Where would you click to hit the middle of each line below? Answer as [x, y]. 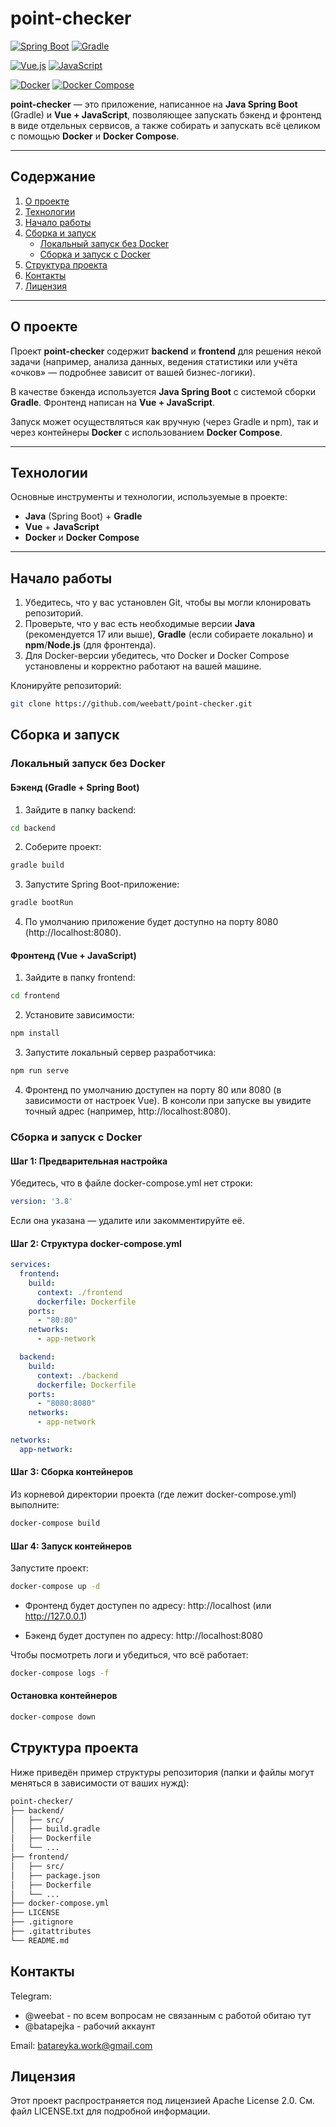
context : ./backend [77, 1375]
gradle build [37, 865]
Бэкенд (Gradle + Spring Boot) [75, 787]
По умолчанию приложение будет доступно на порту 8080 [151, 922]
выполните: [35, 1505]
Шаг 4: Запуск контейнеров [71, 1546]
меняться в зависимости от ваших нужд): [100, 1783]
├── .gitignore [42, 1922]
